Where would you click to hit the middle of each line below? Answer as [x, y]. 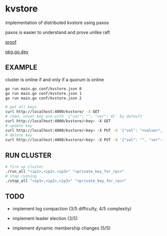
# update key [19, 126]
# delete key [19, 135]
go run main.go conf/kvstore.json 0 [43, 89]
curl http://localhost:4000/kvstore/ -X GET [52, 112]
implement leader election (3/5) [45, 218]
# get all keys [21, 107]
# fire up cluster [24, 167]
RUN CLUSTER [28, 155]
